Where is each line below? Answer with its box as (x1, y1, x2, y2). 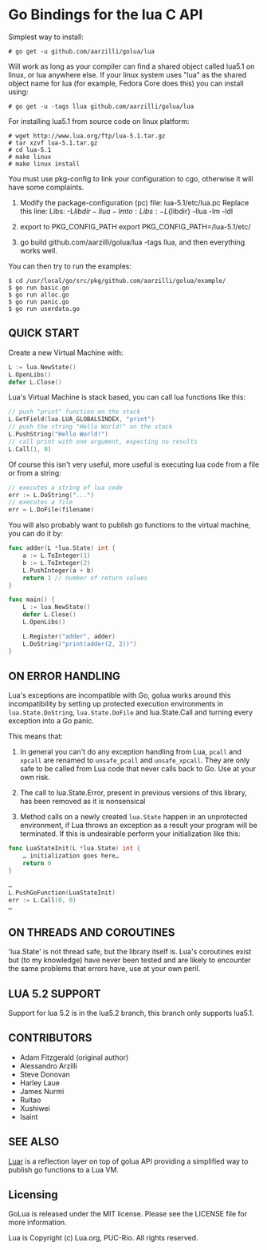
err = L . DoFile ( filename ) (8, 506, 94, 514)
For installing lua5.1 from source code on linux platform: (8, 116, 190, 125)
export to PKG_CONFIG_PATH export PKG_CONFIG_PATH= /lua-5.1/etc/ (19, 221, 251, 231)
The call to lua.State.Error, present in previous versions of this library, (19, 788, 247, 798)
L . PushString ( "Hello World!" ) (8, 430, 109, 438)
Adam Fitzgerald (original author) (19, 1053, 129, 1062)
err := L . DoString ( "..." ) (8, 491, 94, 499)
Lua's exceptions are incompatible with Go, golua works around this (8, 691, 231, 700)
